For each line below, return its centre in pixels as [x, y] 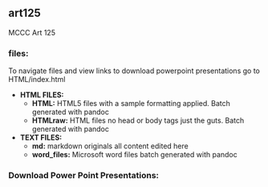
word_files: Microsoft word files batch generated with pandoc [135, 155]
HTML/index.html [37, 79]
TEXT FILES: [41, 138]
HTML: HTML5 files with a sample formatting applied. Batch [131, 104]
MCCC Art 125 [32, 32]
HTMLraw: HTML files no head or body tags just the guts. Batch [138, 120]
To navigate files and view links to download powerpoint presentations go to [134, 71]
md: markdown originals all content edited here [110, 146]
